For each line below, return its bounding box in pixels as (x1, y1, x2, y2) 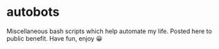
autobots (6, 4, 60, 20)
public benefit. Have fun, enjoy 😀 (6, 34, 103, 42)
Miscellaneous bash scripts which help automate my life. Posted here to (6, 27, 213, 35)
